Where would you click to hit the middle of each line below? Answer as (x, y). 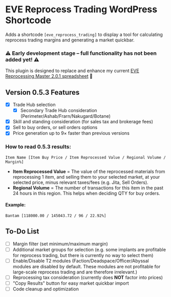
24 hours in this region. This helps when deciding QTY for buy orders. (86, 193)
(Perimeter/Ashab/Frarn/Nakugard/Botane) (66, 116)
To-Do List (22, 231)
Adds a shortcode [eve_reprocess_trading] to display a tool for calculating (84, 34)
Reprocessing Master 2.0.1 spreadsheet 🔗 (49, 76)
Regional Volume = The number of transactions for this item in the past (88, 187)
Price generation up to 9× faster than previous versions (71, 133)
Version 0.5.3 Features (42, 92)
